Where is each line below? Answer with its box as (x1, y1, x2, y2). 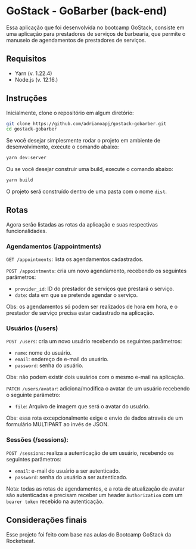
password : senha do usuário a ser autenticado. (14, 473, 128, 480)
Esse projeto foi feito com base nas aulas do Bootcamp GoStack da (6, 531, 172, 538)
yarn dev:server (6, 155, 46, 161)
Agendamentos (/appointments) (6, 242, 102, 250)
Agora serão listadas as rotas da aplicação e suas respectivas (6, 221, 158, 228)
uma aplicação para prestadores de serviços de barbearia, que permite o (6, 30, 186, 37)
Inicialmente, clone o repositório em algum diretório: (6, 109, 134, 116)
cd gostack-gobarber (6, 126, 58, 132)
